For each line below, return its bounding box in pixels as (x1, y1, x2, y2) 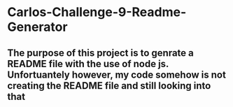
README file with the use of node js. (7, 57, 169, 70)
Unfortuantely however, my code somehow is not (7, 69, 226, 80)
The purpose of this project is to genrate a (7, 47, 195, 59)
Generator (7, 19, 68, 35)
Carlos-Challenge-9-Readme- (7, 4, 187, 20)
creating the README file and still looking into (7, 80, 211, 92)
